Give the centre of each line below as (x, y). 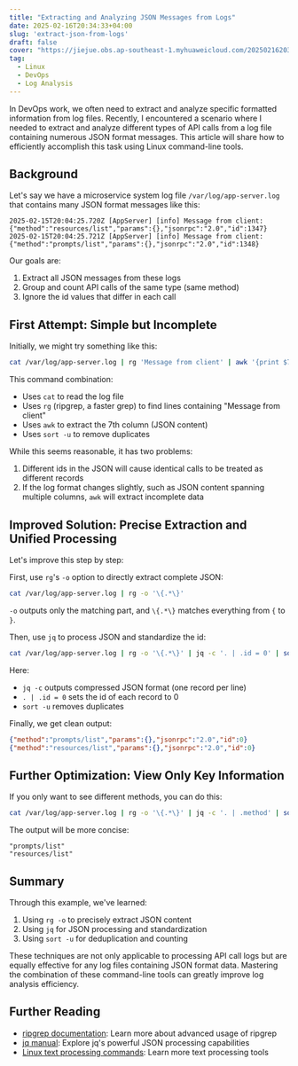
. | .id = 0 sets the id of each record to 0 (100, 696)
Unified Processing (63, 539)
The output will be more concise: (69, 830)
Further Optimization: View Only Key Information (147, 776)
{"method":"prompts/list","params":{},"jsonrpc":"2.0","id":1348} (134, 245)
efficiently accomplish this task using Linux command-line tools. (126, 146)
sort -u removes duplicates (73, 706)
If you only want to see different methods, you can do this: (116, 797)
